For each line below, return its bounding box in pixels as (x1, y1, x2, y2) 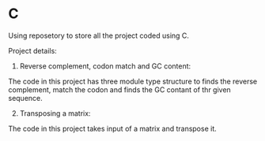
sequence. (8, 93, 44, 102)
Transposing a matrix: (19, 108, 91, 118)
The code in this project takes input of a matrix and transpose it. (8, 124, 217, 133)
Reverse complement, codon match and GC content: (19, 61, 191, 71)
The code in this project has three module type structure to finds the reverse (8, 76, 258, 86)
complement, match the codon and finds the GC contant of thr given (8, 84, 231, 95)
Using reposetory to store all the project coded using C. (8, 31, 190, 40)
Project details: (8, 46, 57, 55)
